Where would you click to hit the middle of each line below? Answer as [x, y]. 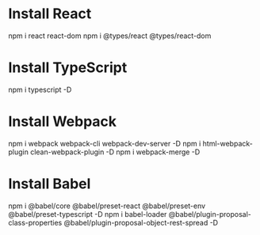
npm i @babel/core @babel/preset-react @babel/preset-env [107, 206]
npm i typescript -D [40, 89]
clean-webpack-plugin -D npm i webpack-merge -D [115, 152]
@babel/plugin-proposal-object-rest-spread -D [141, 222]
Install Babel [50, 184]
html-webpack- [228, 143]
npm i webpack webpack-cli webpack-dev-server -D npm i [105, 143]
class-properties [35, 222]
